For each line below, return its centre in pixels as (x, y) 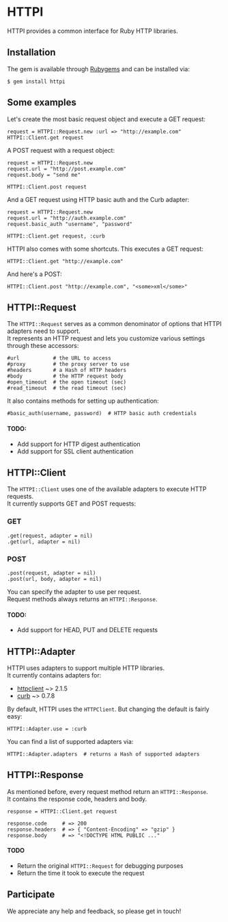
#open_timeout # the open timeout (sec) (67, 382)
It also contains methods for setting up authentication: (83, 401)
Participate (31, 895)
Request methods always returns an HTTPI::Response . (82, 599)
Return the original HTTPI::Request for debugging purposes (100, 866)
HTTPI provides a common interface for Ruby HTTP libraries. (93, 31)
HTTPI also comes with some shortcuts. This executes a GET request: (105, 249)
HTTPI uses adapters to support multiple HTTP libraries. (86, 668)
